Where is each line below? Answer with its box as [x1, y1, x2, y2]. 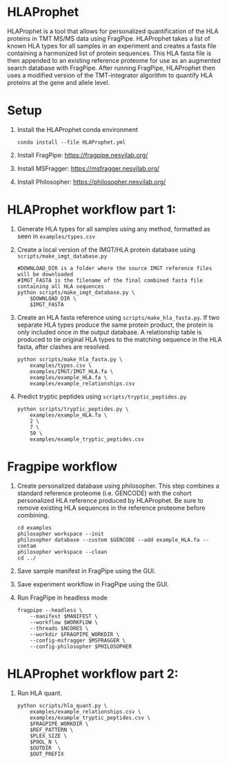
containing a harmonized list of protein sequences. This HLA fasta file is [7, 49, 212, 57]
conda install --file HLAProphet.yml [17, 139, 126, 146]
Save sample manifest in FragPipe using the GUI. [17, 566, 156, 575]
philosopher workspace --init [17, 530, 105, 537]
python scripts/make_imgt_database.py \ [17, 289, 135, 296]
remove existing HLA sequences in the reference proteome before [17, 504, 206, 512]
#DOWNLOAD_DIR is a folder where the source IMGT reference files [17, 265, 212, 271]
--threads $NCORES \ [30, 624, 89, 632]
